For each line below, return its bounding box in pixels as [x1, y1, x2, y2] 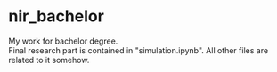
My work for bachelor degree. [8, 36, 118, 46]
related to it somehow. [8, 54, 90, 65]
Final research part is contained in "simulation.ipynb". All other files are [8, 44, 269, 55]
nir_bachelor [8, 6, 104, 27]
